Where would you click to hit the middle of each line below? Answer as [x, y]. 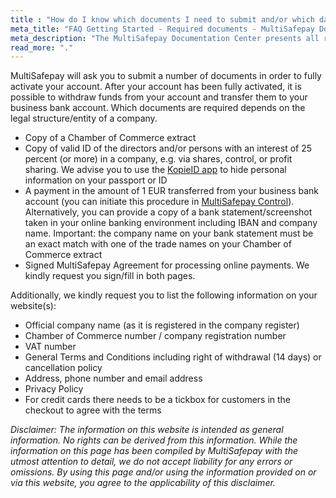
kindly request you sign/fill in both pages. [110, 276]
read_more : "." [42, 47]
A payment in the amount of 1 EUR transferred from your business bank [172, 191]
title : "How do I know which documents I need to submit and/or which [162, 19]
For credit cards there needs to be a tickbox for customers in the [158, 400]
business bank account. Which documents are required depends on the [158, 108]
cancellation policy [63, 368]
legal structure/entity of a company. [84, 118]
